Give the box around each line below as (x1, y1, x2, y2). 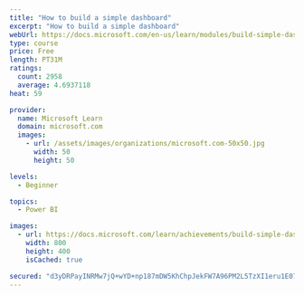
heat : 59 (9, 89, 43, 98)
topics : (9, 196, 39, 206)
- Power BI (17, 205, 59, 214)
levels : (9, 172, 39, 181)
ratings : (9, 64, 43, 73)
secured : (9, 271, 43, 281)
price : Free (9, 47, 54, 56)
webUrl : (9, 30, 39, 39)
